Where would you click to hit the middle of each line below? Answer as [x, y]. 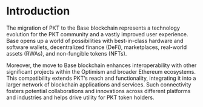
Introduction [38, 11]
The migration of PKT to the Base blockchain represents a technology [93, 28]
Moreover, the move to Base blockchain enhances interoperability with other [101, 65]
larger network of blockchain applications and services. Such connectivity [99, 84]
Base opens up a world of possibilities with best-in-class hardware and [95, 41]
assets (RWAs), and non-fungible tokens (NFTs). [67, 53]
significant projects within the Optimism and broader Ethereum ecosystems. [101, 71]
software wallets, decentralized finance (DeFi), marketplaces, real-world [96, 47]
